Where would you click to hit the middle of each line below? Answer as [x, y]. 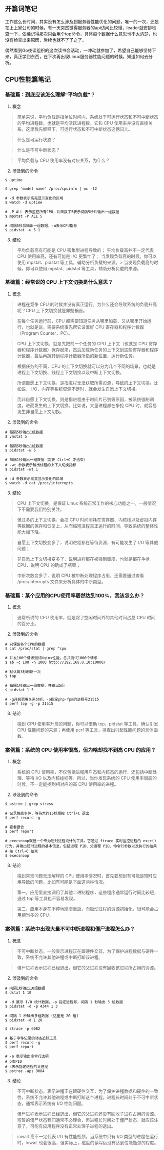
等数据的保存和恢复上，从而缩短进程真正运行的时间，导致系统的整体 [85, 525]
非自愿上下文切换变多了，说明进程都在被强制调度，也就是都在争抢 [83, 559]
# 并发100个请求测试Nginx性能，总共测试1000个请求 [51, 658]
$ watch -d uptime [24, 202]
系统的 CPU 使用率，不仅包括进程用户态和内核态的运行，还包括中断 [85, 772]
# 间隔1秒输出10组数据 [25, 988]
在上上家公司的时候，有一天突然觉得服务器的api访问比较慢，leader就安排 [79, 27]
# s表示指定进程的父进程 [27, 1067]
